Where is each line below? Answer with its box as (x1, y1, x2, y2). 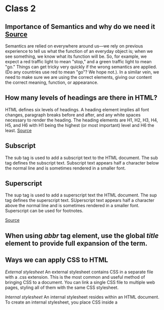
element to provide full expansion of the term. (5, 239, 148, 247)
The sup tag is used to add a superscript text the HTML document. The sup (5, 192, 157, 198)
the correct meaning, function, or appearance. (5, 79, 99, 85)
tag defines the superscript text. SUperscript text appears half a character (5, 197, 155, 203)
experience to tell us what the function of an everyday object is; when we (5, 48, 153, 54)
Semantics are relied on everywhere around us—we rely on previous (5, 43, 143, 49)
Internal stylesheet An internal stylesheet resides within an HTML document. (5, 294, 160, 300)
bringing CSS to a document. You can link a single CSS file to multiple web (5, 279, 155, 285)
